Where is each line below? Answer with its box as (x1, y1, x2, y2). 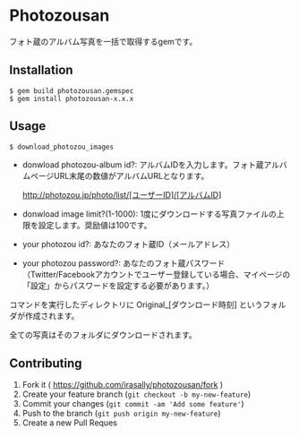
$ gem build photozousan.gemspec (9, 86, 134, 95)
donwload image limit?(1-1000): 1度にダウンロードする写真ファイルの (21, 208, 278, 219)
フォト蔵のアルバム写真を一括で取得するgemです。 (9, 36, 198, 47)
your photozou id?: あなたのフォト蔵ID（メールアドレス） (21, 238, 235, 249)
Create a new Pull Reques (21, 417, 118, 428)
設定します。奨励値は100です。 (38, 219, 152, 230)
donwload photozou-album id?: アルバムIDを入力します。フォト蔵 (21, 159, 264, 170)
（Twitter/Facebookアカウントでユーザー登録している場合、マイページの (21, 269, 291, 279)
